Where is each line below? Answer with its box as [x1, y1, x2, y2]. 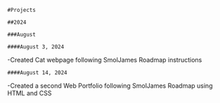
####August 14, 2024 [7, 69, 68, 76]
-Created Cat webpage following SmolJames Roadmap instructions [7, 56, 202, 64]
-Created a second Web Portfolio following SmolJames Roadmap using [7, 81, 213, 90]
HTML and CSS [7, 89, 52, 97]
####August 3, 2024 [7, 43, 65, 50]
